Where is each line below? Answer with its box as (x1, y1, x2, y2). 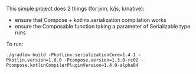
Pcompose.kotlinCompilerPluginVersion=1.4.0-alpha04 (6, 62, 139, 68)
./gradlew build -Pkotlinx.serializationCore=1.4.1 (6, 52, 136, 58)
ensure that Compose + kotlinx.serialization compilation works (14, 17, 166, 23)
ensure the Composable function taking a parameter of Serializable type (14, 23, 191, 30)
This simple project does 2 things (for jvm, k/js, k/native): (6, 5, 145, 12)
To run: (6, 41, 24, 47)
